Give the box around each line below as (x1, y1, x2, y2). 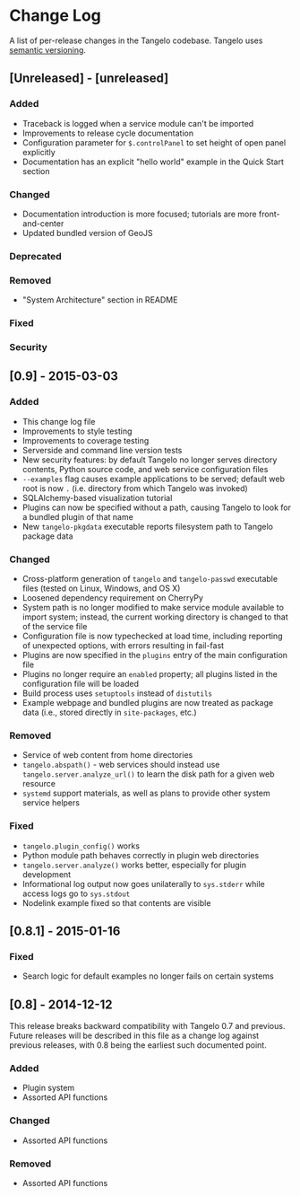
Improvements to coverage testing (21, 435, 150, 445)
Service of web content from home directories (21, 750, 193, 761)
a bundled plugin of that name (21, 511, 134, 522)
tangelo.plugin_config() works (21, 840, 141, 851)
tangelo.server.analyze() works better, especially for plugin (21, 859, 246, 870)
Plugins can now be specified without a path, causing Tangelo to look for (21, 502, 291, 513)
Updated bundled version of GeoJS (21, 227, 153, 238)
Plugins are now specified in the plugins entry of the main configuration (21, 649, 288, 660)
